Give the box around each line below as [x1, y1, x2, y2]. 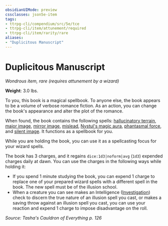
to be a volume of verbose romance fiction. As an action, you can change [5, 102, 157, 108]
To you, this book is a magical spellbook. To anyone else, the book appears [5, 97, 160, 103]
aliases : [5, 35, 24, 40]
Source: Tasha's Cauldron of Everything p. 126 [5, 214, 102, 220]
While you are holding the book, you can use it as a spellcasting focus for [5, 138, 157, 144]
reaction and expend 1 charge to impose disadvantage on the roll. [12, 205, 148, 211]
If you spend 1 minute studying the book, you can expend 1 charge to [12, 173, 155, 179]
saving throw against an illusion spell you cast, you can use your [12, 199, 145, 205]
